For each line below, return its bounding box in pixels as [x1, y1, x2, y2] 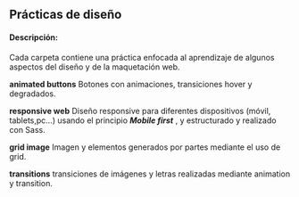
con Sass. [9, 124, 46, 135]
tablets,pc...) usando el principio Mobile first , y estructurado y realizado [9, 115, 277, 126]
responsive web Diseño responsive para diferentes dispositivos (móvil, [9, 105, 271, 116]
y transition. [9, 177, 54, 188]
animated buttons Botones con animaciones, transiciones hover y [9, 78, 253, 89]
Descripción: [9, 31, 58, 43]
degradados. [9, 88, 56, 99]
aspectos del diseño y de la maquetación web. [9, 62, 180, 72]
